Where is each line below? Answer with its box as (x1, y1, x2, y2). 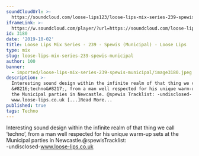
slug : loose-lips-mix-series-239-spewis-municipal (6, 53, 134, 59)
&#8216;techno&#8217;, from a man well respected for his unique (11, 86, 176, 92)
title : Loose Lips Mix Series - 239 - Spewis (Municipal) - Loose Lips (6, 42, 187, 48)
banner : (6, 63, 25, 70)
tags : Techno (6, 108, 38, 114)
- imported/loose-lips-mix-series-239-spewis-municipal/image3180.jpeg (11, 69, 192, 75)
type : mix (6, 47, 31, 53)
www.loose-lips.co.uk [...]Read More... (11, 97, 113, 103)
